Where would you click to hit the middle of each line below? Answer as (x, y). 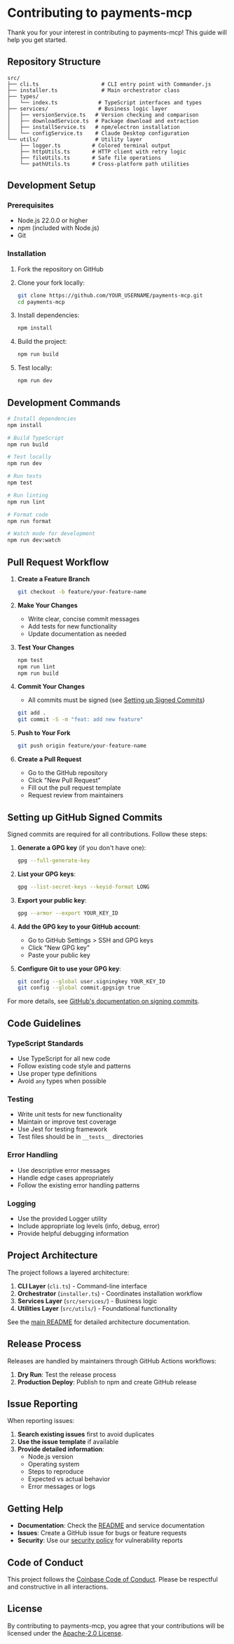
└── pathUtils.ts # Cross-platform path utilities (105, 164)
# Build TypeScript (36, 438)
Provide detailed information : (61, 1449)
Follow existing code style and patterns (74, 1066)
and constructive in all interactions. (58, 1586)
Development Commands (64, 402)
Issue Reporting (43, 1404)
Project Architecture (53, 1256)
